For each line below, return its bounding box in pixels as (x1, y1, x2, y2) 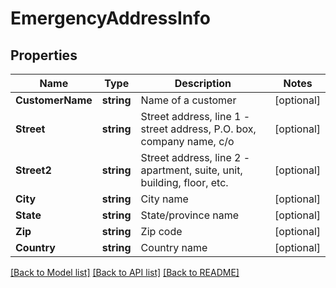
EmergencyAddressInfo (10, 7, 212, 30)
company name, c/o (140, 135, 235, 148)
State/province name (140, 208, 240, 222)
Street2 (15, 163, 52, 177)
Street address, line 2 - (140, 151, 251, 164)
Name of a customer (140, 93, 237, 107)
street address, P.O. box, (140, 122, 257, 136)
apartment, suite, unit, (140, 163, 243, 177)
